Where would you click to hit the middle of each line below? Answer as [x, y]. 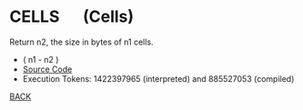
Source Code [47, 69]
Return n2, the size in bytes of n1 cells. [81, 42]
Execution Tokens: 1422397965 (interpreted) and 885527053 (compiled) [158, 78]
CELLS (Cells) [72, 17]
